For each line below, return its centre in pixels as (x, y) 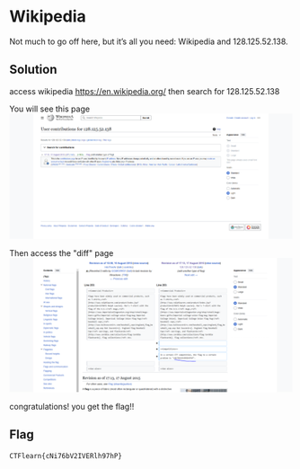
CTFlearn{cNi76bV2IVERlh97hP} (66, 456)
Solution (33, 70)
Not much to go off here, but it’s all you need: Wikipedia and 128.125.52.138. (149, 41)
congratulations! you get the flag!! (72, 406)
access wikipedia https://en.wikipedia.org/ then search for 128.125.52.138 (145, 91)
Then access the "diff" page (62, 253)
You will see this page (50, 109)
